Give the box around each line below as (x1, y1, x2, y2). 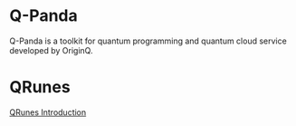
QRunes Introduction (9, 106, 87, 118)
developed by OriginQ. (9, 44, 93, 55)
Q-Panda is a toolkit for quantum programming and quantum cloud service (9, 35, 287, 46)
